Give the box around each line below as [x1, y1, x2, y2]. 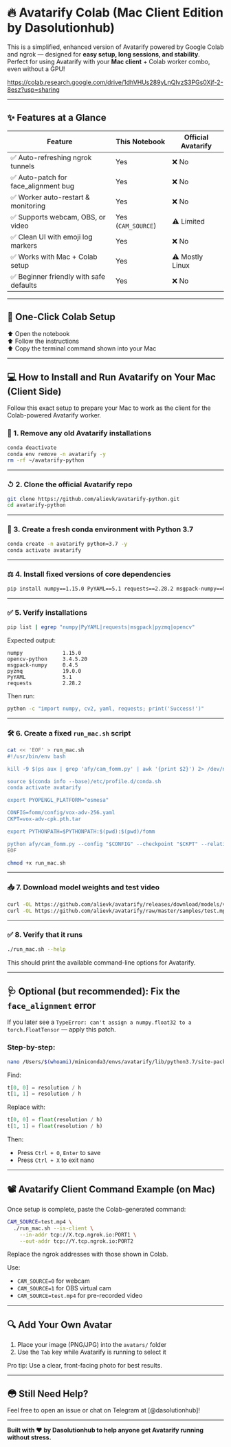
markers [10, 240, 38, 250]
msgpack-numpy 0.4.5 [7, 661, 78, 669]
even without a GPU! [7, 64, 65, 73]
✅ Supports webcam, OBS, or [10, 212, 106, 222]
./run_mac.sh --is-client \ [13, 1225, 94, 1232]
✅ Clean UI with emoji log [10, 232, 93, 242]
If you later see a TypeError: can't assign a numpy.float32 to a [7, 1018, 192, 1026]
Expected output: [7, 636, 56, 644]
